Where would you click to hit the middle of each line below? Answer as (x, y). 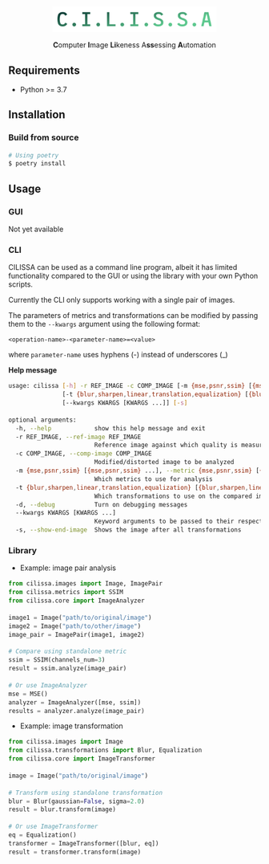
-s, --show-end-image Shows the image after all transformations (128, 530)
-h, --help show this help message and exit (110, 428)
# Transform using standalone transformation (85, 793)
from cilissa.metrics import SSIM (66, 593)
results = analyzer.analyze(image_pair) (77, 711)
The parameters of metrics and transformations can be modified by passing (133, 316)
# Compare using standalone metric (68, 652)
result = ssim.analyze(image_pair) (68, 669)
